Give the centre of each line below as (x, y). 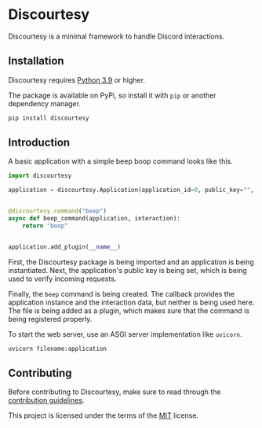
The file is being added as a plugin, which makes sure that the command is (129, 310)
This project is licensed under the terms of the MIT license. (103, 415)
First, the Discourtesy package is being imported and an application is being (131, 262)
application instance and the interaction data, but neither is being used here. (131, 302)
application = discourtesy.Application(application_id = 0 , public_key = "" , (131, 190)
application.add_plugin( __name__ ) (65, 247)
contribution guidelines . (46, 400)
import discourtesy (40, 176)
